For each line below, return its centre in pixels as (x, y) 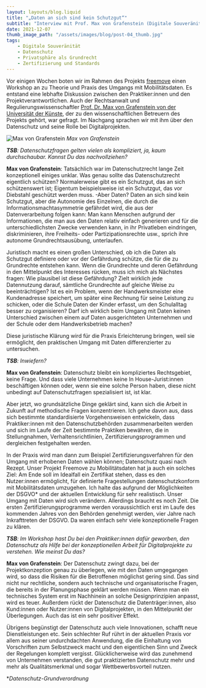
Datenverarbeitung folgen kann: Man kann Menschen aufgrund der (91, 214)
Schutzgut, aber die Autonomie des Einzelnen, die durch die (82, 201)
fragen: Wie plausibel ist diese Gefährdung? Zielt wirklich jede (85, 278)
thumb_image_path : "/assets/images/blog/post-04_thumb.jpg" (85, 35)
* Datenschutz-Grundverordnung (48, 678)
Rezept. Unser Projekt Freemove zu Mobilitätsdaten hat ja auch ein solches (101, 468)
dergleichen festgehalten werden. (49, 443)
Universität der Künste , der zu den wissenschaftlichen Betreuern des (93, 113)
